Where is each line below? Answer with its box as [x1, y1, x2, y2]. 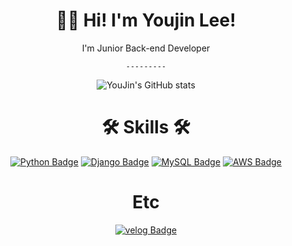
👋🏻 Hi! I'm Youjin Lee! [56, 9, 236, 32]
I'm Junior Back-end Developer [81, 42, 211, 54]
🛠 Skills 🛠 [101, 116, 191, 139]
